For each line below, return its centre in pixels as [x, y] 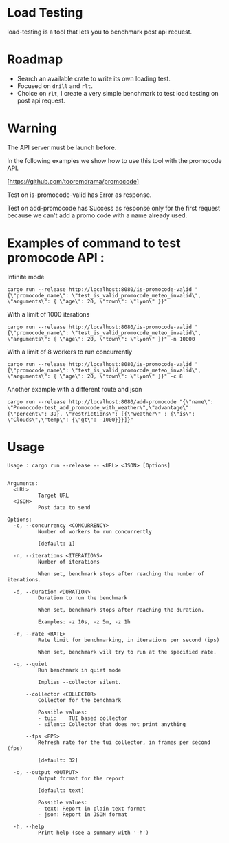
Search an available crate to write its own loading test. [94, 78]
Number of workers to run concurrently [95, 531]
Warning [32, 128]
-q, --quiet [31, 664]
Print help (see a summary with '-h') [93, 833]
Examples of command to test [94, 243]
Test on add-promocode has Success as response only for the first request [114, 208]
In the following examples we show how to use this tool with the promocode [115, 160]
